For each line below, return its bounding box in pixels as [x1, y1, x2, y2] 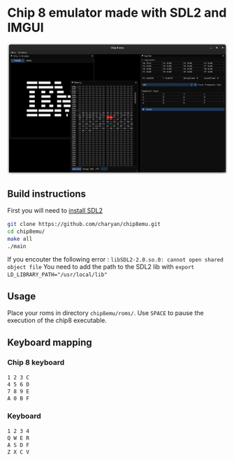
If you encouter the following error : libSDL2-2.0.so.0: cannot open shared [7, 255, 224, 264]
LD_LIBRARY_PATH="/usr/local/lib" [7, 271, 108, 278]
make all [7, 235, 33, 242]
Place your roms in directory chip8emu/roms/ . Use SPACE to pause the [7, 309, 204, 317]
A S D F [7, 441, 30, 449]
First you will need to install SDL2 [7, 206, 103, 214]
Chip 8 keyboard [7, 357, 65, 367]
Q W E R [7, 434, 30, 442]
